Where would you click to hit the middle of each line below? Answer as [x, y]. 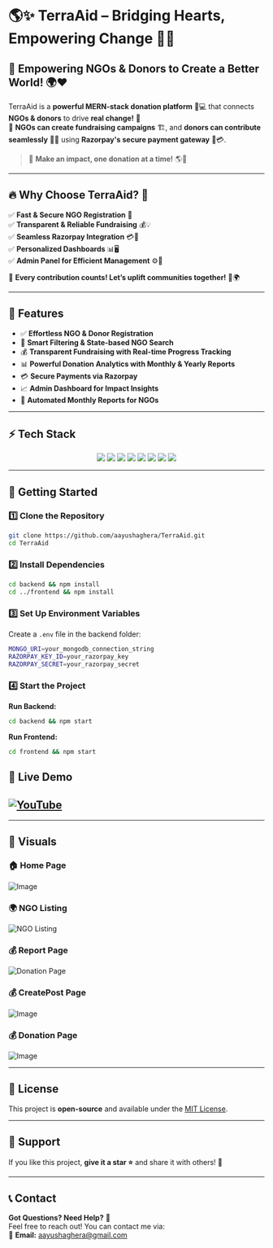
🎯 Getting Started [53, 492]
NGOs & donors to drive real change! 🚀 [74, 118]
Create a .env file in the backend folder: [75, 634]
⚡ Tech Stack [42, 434]
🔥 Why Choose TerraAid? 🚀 [78, 195]
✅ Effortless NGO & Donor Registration [87, 333]
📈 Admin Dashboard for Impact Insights [89, 388]
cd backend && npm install [54, 585]
